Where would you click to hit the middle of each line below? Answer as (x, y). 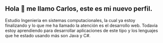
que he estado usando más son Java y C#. (48, 35)
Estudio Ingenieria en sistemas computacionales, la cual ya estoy (70, 20)
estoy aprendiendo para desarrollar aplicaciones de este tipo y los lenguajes (81, 30)
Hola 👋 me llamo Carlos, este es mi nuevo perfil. (79, 9)
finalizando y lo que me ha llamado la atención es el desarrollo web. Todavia (81, 25)
